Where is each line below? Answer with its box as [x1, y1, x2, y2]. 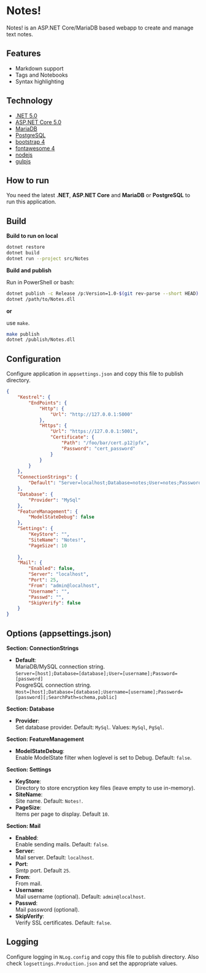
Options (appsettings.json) [6, 628, 112, 639]
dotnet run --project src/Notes [6, 256, 89, 262]
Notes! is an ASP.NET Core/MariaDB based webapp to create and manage [6, 24, 194, 31]
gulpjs [15, 157, 31, 165]
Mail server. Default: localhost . [15, 853, 94, 861]
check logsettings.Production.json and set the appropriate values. [6, 959, 178, 967]
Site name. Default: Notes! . [15, 797, 83, 805]
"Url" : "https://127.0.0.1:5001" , [50, 428, 139, 435]
